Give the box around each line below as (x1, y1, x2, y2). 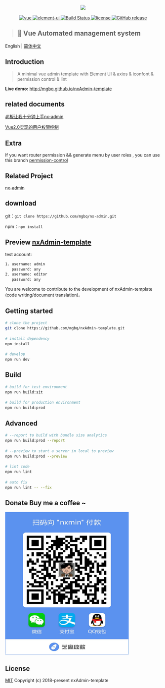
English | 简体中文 (5, 43, 41, 49)
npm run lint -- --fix (5, 485, 52, 490)
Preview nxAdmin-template (5, 238, 91, 247)
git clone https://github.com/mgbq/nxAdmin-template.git (5, 325, 125, 330)
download (5, 199, 37, 208)
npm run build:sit (5, 389, 43, 395)
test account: (5, 251, 32, 257)
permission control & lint (17, 76, 67, 82)
